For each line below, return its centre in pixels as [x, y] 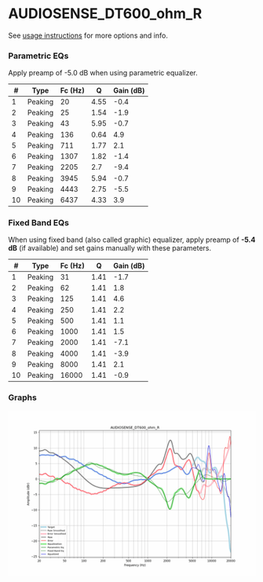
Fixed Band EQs [38, 222]
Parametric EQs [38, 56]
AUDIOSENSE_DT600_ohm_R [105, 14]
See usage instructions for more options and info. [88, 35]
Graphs [22, 397]
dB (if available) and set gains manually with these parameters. [110, 248]
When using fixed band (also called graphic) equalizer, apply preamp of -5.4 [132, 240]
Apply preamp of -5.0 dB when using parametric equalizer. [103, 73]
